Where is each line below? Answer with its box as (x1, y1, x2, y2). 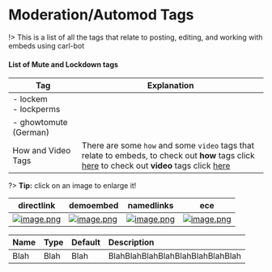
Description (108, 236, 155, 248)
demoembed (68, 200, 119, 211)
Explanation (147, 80, 194, 91)
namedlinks (127, 200, 174, 211)
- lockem (12, 94, 49, 105)
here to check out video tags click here (81, 160, 231, 171)
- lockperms (12, 103, 61, 115)
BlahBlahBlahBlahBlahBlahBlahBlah (108, 250, 241, 262)
